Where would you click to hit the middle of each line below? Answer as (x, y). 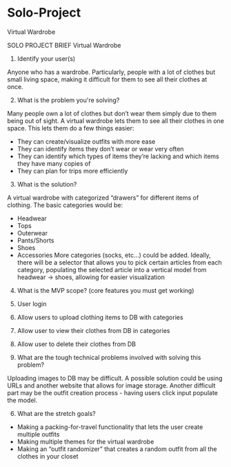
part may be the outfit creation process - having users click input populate (113, 392)
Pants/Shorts (36, 240)
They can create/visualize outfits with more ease (86, 141)
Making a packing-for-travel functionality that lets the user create (110, 427)
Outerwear (32, 233)
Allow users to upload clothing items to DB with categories (100, 317)
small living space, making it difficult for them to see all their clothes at (107, 79)
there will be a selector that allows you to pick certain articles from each (119, 262)
